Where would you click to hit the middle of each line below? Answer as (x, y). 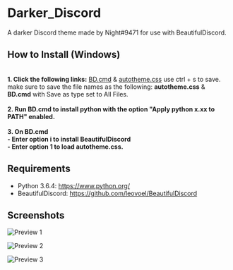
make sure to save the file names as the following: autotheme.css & (107, 87)
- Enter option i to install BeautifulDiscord (69, 139)
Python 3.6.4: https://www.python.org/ (74, 185)
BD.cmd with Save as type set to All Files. (68, 94)
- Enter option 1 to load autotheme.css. (65, 147)
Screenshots (36, 215)
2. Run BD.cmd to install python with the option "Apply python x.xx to (111, 109)
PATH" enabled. (31, 116)
